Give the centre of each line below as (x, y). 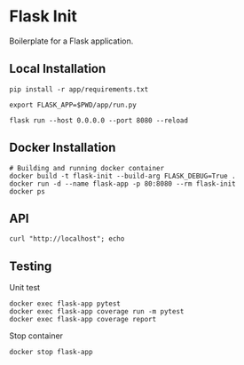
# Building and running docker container (87, 168)
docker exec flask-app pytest (65, 304)
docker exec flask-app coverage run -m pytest (97, 312)
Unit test (25, 288)
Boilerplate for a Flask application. (71, 41)
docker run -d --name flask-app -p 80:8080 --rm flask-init (123, 184)
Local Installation (58, 69)
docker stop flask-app (51, 353)
